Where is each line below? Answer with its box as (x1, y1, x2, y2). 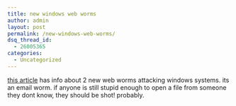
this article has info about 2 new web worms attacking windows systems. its (7, 76, 230, 84)
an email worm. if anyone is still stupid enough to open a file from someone (7, 83, 227, 92)
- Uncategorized (13, 57, 62, 64)
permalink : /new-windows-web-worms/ (7, 30, 116, 37)
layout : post (7, 23, 46, 30)
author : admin (7, 17, 50, 24)
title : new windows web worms (7, 10, 97, 18)
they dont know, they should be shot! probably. (7, 90, 145, 99)
